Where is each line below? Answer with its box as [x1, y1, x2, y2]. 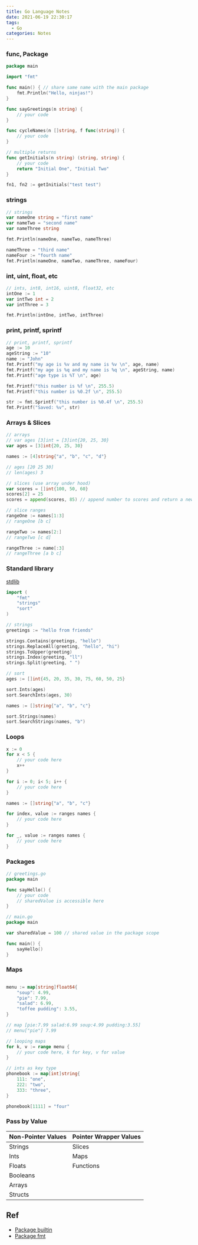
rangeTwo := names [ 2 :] [6, 529, 62, 535]
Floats [9, 1161, 27, 1170]
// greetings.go [6, 871, 46, 877]
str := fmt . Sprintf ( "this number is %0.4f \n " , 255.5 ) [6, 399, 144, 405]
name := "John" [6, 356, 44, 362]
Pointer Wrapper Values [72, 1132, 141, 1141]
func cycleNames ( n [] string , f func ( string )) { [6, 128, 126, 134]
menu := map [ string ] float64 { [6, 984, 78, 990]
